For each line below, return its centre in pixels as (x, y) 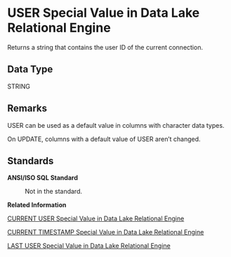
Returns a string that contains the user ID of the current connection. (105, 47)
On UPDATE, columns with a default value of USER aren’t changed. (104, 139)
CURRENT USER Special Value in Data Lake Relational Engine (96, 218)
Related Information (37, 205)
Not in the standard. (54, 192)
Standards (31, 160)
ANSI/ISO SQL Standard (43, 178)
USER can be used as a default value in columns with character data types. (116, 125)
